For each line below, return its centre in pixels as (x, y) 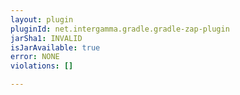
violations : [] (42, 66)
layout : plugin (42, 19)
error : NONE (35, 57)
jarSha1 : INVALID (46, 38)
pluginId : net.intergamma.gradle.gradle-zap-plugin (120, 29)
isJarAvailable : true (55, 47)
